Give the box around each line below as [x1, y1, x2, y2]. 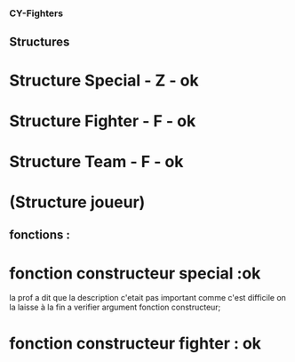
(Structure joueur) [9, 192, 146, 213]
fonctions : [9, 228, 71, 243]
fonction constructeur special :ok [9, 263, 261, 283]
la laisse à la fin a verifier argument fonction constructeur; [9, 302, 221, 313]
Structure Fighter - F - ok [9, 110, 196, 131]
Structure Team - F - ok [9, 151, 184, 172]
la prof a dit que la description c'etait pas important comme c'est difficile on [9, 293, 287, 303]
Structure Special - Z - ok [9, 70, 199, 91]
